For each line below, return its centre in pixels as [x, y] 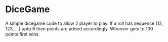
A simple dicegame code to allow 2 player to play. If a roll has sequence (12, [84, 23]
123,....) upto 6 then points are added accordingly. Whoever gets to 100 [79, 28]
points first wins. [23, 34]
